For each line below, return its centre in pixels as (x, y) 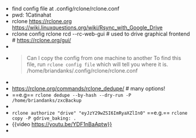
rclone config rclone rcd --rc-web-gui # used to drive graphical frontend (101, 34)
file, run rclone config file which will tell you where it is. (97, 64)
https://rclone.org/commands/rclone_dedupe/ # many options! (88, 88)
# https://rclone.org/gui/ (41, 40)
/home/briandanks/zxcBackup (46, 101)
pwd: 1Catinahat (32, 15)
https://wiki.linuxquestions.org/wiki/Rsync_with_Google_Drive (87, 27)
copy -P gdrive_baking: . (44, 118)
